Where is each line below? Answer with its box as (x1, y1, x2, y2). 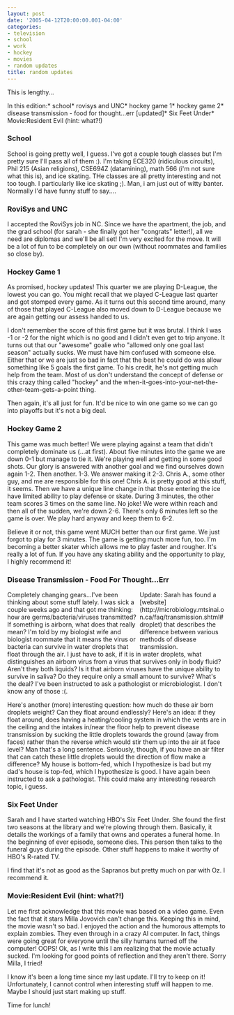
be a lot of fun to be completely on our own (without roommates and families (7, 242, 227, 251)
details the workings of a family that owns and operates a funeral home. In (7, 831, 221, 839)
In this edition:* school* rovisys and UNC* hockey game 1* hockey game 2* (7, 101, 224, 110)
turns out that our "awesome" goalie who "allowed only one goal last (7, 341, 204, 349)
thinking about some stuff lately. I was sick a (7, 598, 134, 606)
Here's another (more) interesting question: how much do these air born (7, 700, 214, 709)
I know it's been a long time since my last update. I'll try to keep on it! (7, 972, 205, 981)
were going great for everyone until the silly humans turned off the (7, 937, 198, 945)
